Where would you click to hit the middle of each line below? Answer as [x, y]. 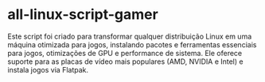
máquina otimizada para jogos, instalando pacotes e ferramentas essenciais [132, 44]
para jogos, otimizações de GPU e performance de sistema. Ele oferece [125, 53]
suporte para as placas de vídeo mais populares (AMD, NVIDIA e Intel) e [125, 61]
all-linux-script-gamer [83, 15]
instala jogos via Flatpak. [48, 69]
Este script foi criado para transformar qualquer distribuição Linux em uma [130, 36]
